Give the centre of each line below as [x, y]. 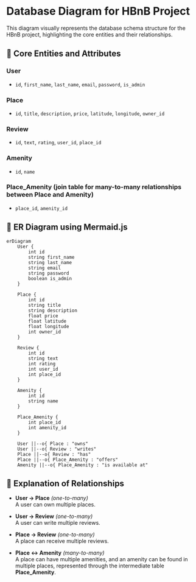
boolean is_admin [50, 278]
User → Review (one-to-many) [54, 516]
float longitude [49, 326]
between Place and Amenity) [50, 195]
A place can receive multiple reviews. [62, 541]
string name [44, 401]
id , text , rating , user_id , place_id [58, 142]
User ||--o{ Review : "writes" [57, 449]
